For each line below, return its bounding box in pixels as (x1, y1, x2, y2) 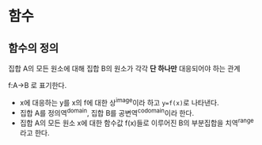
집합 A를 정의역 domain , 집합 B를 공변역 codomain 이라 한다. (19, 106, 195, 117)
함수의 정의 (8, 41, 59, 55)
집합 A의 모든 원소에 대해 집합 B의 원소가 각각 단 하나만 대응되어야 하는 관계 (8, 64, 241, 73)
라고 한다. (19, 128, 50, 137)
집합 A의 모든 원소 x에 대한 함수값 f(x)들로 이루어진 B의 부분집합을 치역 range (19, 116, 255, 128)
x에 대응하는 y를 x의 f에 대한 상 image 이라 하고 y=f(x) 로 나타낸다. (19, 97, 219, 107)
